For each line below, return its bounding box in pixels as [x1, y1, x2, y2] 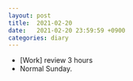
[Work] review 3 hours [19, 56, 93, 65]
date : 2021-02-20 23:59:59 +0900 [8, 26, 126, 34]
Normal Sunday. [19, 64, 73, 74]
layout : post [8, 11, 51, 20]
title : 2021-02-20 [8, 19, 73, 27]
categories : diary [8, 33, 69, 42]
